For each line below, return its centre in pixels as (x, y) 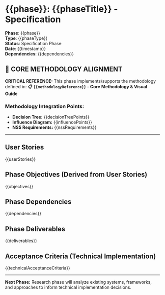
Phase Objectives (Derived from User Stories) (76, 175)
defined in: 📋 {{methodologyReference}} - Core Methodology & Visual (76, 86)
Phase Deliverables (35, 229)
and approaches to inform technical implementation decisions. (68, 287)
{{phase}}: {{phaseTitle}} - (62, 9)
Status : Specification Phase (33, 43)
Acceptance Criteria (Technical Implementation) (81, 256)
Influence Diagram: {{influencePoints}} (52, 122)
